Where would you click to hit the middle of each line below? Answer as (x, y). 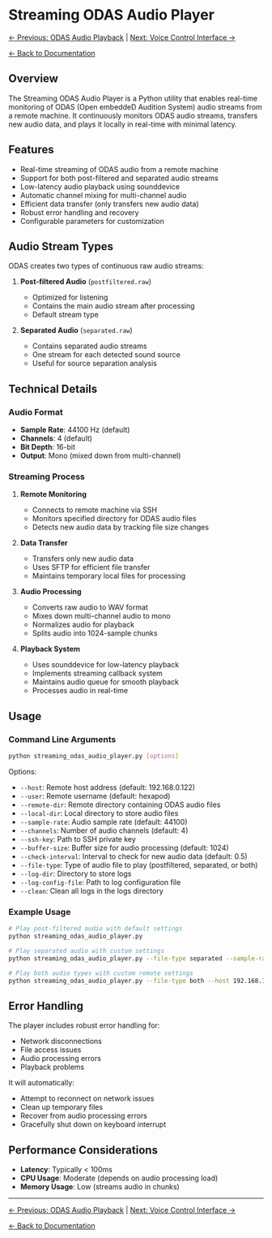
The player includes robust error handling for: (84, 1025)
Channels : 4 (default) (56, 438)
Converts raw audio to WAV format (90, 607)
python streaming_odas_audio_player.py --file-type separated (115, 958)
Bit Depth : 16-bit (47, 447)
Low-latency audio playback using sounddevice (100, 186)
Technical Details (53, 388)
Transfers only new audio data (83, 559)
